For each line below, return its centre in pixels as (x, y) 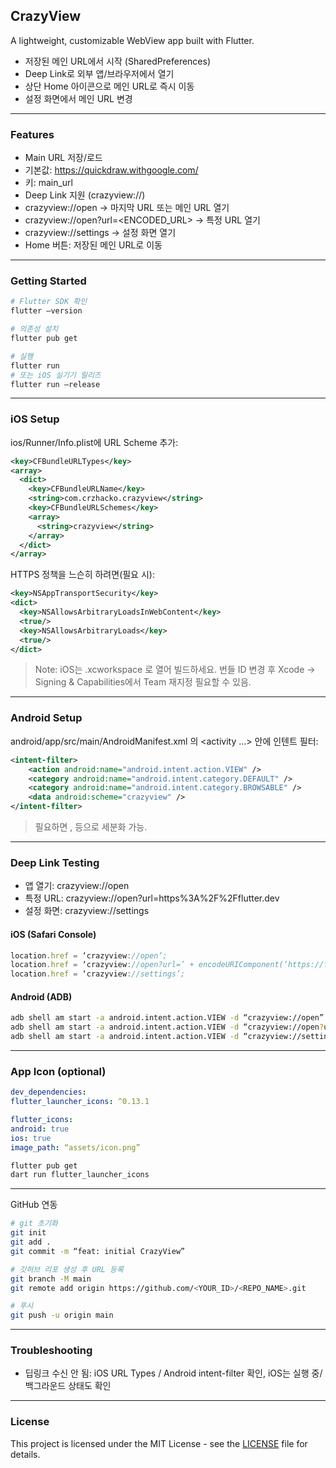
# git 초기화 (34, 1224)
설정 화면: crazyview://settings (87, 911)
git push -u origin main (62, 1315)
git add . (31, 1242)
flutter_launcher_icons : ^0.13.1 (80, 1102)
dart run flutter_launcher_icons (80, 1175)
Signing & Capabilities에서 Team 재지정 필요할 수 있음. (143, 682)
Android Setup (46, 718)
